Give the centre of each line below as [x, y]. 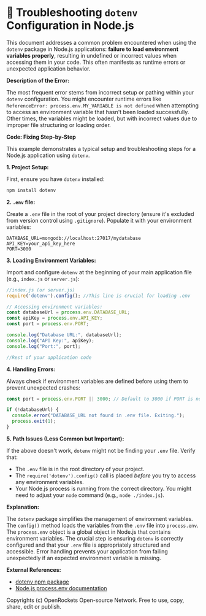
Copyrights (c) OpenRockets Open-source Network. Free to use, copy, [95, 600]
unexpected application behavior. [48, 68]
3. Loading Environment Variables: [51, 260]
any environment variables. [49, 482]
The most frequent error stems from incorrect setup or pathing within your [100, 92]
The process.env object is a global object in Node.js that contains [89, 532]
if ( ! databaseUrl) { [33, 410]
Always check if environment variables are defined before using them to [97, 381]
